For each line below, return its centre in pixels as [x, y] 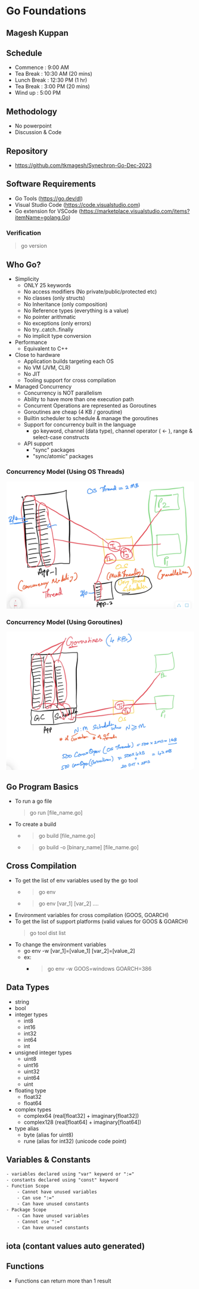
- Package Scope [26, 1210]
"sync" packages [54, 450]
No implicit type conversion [57, 336]
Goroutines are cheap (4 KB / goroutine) [73, 412]
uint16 [31, 1065]
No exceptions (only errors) [57, 323]
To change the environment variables [60, 944]
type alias [27, 1128]
